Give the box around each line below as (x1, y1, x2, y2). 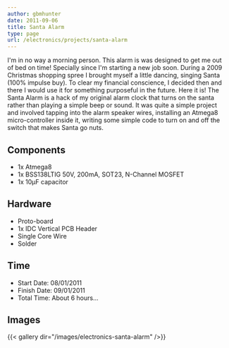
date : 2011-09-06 (7, 17, 58, 24)
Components (7, 144, 66, 156)
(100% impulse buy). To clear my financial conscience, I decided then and (7, 78, 222, 87)
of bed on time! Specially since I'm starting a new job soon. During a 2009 (7, 64, 223, 72)
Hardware (7, 198, 51, 210)
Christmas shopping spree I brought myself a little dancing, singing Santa (7, 71, 221, 80)
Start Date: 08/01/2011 (17, 278, 82, 287)
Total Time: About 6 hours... (17, 294, 99, 302)
